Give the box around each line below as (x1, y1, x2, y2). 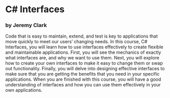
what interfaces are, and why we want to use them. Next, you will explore (5, 55, 160, 61)
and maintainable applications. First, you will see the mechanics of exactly (5, 49, 161, 55)
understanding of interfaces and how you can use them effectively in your (5, 82, 161, 88)
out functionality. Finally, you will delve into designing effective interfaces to (5, 66, 165, 72)
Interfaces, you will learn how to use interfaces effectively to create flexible (5, 44, 163, 50)
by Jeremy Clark (5, 22, 47, 29)
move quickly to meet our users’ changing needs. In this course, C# (5, 39, 148, 45)
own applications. (5, 87, 42, 93)
